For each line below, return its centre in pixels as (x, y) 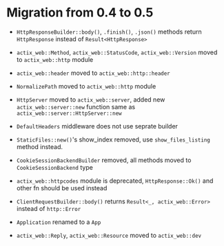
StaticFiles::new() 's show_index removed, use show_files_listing (113, 139)
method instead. (40, 146)
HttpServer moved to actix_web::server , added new (91, 99)
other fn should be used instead (62, 188)
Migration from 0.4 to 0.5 (80, 13)
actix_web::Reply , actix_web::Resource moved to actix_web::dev (109, 235)
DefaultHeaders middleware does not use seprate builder (97, 126)
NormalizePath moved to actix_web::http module (86, 86)
